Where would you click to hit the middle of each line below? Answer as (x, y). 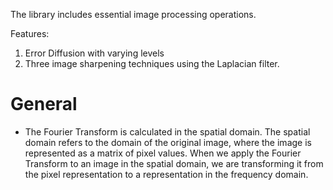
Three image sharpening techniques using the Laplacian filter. (152, 63)
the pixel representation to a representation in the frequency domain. (166, 174)
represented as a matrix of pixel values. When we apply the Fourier (163, 153)
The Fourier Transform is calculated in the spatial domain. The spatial (167, 131)
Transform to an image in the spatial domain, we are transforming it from (174, 163)
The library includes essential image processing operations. (133, 14)
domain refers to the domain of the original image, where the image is (168, 142)
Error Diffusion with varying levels (94, 53)
